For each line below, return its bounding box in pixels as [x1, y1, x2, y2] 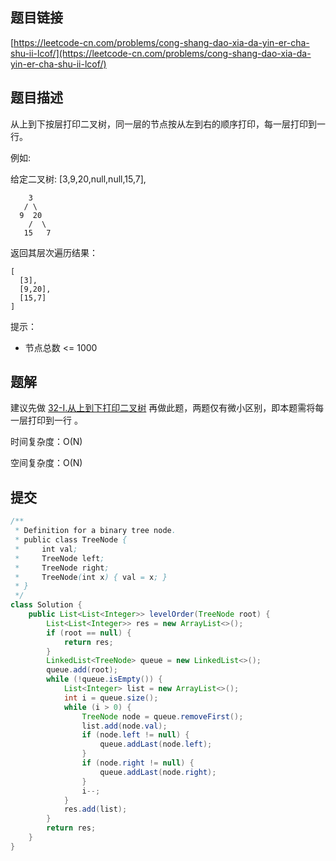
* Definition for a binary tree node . [14, 526, 177, 536]
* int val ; [14, 544, 78, 554]
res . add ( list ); [63, 804, 128, 815]
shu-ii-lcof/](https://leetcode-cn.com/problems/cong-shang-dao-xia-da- [10, 47, 312, 59]
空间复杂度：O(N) [10, 457, 83, 469]
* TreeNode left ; [14, 553, 105, 563]
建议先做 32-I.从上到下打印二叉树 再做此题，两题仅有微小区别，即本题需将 [10, 402, 316, 414]
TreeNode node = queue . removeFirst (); [81, 711, 244, 722]
